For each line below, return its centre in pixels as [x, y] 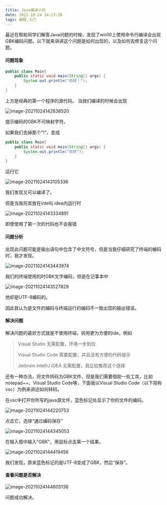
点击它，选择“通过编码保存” [34, 421]
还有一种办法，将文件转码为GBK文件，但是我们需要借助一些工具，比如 [79, 376]
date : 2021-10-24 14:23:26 [34, 15]
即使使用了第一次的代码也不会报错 [41, 224]
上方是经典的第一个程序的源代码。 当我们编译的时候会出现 [66, 101]
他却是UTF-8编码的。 [28, 297]
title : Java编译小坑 [25, 10]
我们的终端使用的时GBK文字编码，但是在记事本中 [57, 276]
